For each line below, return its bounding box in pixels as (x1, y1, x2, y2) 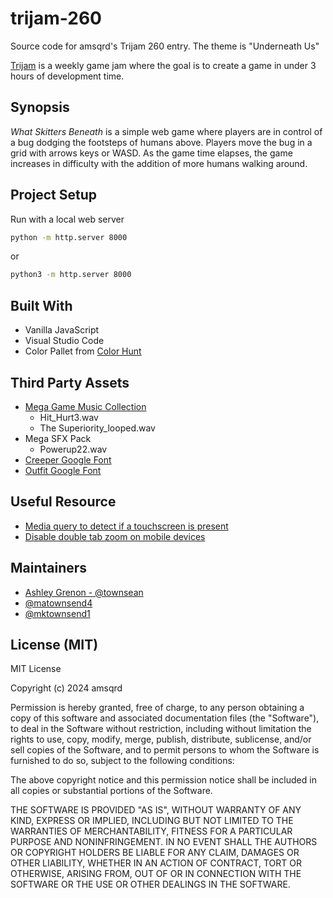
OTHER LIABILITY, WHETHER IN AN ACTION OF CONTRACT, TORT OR (10, 857, 302, 869)
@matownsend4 (24, 597, 93, 609)
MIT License (10, 663, 62, 675)
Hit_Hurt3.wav (39, 411, 99, 423)
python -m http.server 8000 (10, 232, 128, 242)
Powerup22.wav (39, 443, 108, 455)
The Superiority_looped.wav (39, 422, 156, 434)
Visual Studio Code (24, 335, 105, 347)
